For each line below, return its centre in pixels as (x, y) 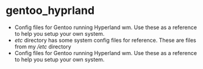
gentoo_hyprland (50, 11)
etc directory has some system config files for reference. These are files (105, 40)
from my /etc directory (43, 47)
